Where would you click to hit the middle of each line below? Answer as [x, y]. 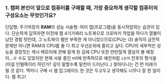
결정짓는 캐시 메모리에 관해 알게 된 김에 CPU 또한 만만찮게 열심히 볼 [80, 52]
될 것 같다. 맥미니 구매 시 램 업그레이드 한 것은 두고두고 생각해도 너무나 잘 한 [78, 71]
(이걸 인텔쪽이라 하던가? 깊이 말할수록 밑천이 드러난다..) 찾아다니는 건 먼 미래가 [81, 64]
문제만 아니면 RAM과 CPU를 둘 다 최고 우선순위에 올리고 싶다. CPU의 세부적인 [81, 46]
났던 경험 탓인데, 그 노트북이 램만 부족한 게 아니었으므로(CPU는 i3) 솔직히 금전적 [83, 40]
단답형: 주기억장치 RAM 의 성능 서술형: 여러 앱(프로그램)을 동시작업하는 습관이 [80, 27]
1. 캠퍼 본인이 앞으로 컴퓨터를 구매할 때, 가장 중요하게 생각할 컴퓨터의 [82, 7]
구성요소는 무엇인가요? [30, 15]
